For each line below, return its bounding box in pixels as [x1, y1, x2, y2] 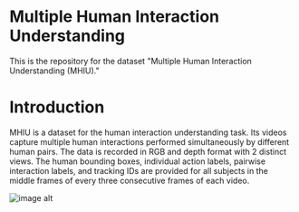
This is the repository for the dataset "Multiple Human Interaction [9, 55, 252, 66]
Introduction [9, 97, 105, 118]
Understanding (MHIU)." [9, 65, 100, 76]
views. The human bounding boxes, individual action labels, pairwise [9, 156, 265, 167]
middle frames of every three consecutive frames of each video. [9, 175, 250, 186]
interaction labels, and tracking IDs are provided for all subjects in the [9, 165, 269, 176]
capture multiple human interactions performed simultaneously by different [9, 136, 290, 147]
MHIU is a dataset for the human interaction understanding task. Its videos [9, 127, 287, 138]
